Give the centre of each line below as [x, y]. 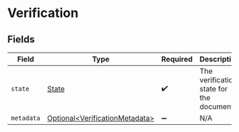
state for [213, 89]
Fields [21, 39]
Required [177, 59]
